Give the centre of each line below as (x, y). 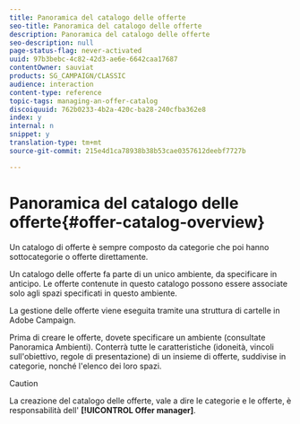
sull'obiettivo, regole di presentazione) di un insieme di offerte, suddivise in (148, 356)
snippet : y (30, 134)
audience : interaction (51, 84)
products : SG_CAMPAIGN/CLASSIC (68, 76)
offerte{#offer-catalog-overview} (137, 222)
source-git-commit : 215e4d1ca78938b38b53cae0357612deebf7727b (128, 151)
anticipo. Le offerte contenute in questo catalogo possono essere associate (149, 283)
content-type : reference (56, 92)
